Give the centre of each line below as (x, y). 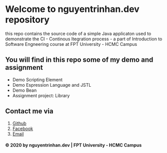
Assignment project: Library (41, 95)
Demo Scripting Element (37, 79)
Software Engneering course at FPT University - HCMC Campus (71, 44)
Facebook (23, 129)
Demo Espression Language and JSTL (52, 85)
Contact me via (29, 111)
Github (19, 123)
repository (27, 20)
